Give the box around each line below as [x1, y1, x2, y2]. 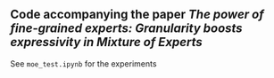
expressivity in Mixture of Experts [10, 35, 203, 50]
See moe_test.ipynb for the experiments [10, 58, 157, 69]
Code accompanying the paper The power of [10, 7, 264, 22]
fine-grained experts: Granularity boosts [10, 21, 244, 36]
